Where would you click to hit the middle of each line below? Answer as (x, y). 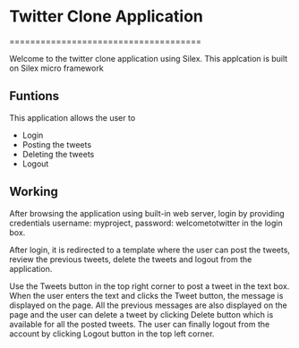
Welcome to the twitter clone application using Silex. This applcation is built (149, 58)
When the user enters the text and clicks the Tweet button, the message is (146, 295)
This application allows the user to (73, 117)
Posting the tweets (57, 144)
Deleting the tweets (58, 154)
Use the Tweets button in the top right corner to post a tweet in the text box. (149, 286)
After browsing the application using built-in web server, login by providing (147, 213)
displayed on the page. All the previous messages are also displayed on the (149, 305)
